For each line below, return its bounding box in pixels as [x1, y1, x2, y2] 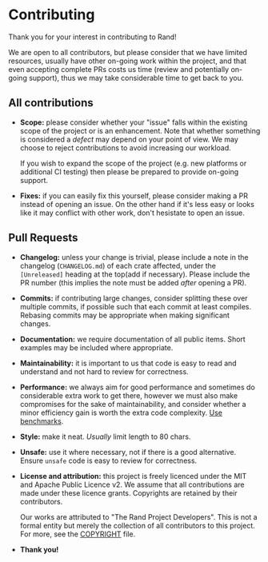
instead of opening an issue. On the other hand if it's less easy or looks [19, 199, 254, 209]
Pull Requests [8, 231, 78, 245]
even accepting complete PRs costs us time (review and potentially [8, 64, 230, 74]
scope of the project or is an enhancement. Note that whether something [19, 126, 261, 135]
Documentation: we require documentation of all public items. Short [19, 334, 246, 344]
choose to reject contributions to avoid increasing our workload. [19, 142, 232, 153]
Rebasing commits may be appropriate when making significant [19, 310, 230, 320]
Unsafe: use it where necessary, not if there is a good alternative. [19, 447, 237, 456]
